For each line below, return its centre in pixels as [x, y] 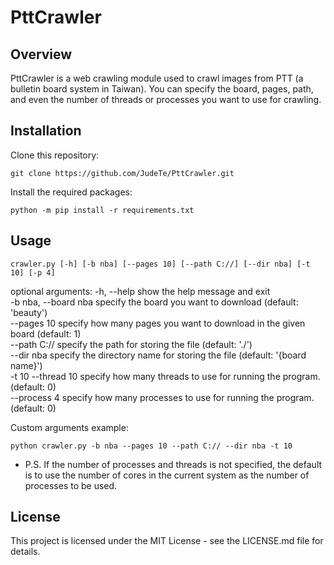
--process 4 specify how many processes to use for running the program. [162, 397]
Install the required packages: [71, 192]
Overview [41, 54]
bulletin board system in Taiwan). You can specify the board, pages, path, [162, 89]
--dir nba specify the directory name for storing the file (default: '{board [158, 355]
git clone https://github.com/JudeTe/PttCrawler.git [122, 173]
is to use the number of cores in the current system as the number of [167, 475]
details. [25, 552]
